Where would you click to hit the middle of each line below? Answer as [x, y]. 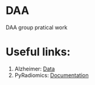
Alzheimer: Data [35, 69]
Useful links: [38, 52]
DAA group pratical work [37, 27]
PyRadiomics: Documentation [51, 75]
